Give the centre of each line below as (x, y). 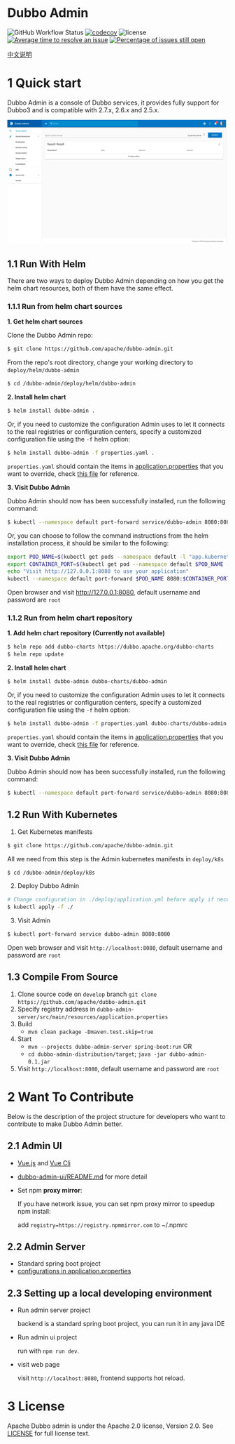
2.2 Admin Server (47, 1246)
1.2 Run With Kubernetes (62, 815)
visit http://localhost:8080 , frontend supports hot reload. (101, 1378)
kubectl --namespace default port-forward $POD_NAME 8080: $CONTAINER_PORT (119, 579)
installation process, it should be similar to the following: (88, 543)
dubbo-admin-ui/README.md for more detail (82, 1177)
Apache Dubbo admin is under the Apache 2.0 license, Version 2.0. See (110, 1426)
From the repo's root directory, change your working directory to (100, 362)
